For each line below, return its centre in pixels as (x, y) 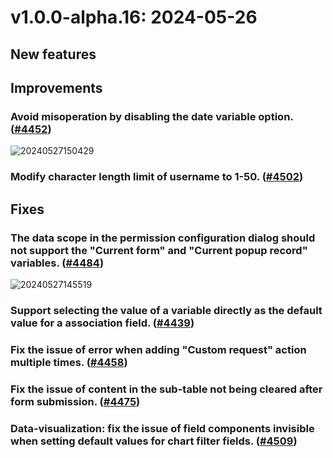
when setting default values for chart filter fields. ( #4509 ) (154, 441)
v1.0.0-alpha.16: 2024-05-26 (134, 17)
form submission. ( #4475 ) (75, 401)
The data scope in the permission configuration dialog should (163, 238)
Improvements (56, 87)
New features (53, 54)
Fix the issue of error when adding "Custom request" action (158, 349)
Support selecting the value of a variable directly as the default (166, 310)
